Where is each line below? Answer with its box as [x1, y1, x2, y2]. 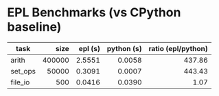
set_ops [10, 66, 36, 76]
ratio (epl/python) [148, 44, 208, 53]
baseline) [7, 19, 62, 35]
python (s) [106, 44, 142, 53]
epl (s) [78, 44, 101, 53]
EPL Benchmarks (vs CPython [7, 5, 181, 20]
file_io [10, 77, 30, 86]
